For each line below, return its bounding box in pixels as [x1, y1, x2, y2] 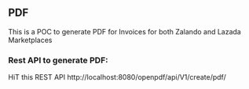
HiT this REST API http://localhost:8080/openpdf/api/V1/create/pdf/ [8, 73, 226, 82]
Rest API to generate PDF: [8, 55, 108, 66]
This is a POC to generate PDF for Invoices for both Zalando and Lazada [8, 27, 241, 36]
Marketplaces [8, 35, 53, 44]
